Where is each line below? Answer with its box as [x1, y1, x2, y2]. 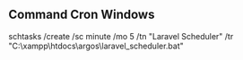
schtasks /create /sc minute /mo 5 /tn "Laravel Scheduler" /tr [8, 30, 234, 41]
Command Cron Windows [8, 7, 155, 22]
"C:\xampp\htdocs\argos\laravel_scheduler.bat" [8, 40, 185, 51]
